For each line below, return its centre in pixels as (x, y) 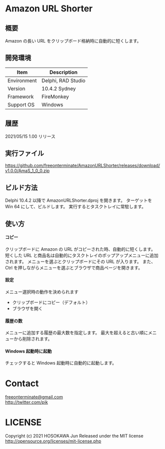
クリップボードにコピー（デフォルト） (51, 303)
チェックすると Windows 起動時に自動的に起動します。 (61, 363)
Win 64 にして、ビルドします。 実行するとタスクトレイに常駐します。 (76, 207)
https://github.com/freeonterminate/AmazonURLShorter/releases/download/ (82, 166)
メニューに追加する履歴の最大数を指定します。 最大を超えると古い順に (77, 333)
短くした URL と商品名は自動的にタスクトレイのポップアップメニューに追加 (82, 255)
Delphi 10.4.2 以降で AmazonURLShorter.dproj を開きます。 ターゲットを (79, 200)
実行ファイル (25, 154)
